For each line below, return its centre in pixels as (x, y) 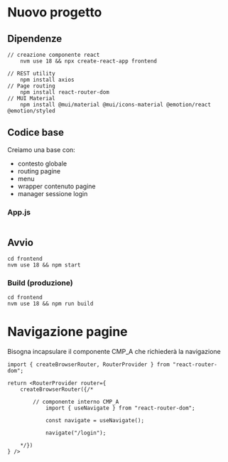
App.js (19, 212)
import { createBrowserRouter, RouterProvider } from (89, 365)
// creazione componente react (54, 55)
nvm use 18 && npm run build (50, 304)
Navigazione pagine (67, 332)
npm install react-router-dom (65, 92)
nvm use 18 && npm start (44, 265)
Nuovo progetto (55, 12)
